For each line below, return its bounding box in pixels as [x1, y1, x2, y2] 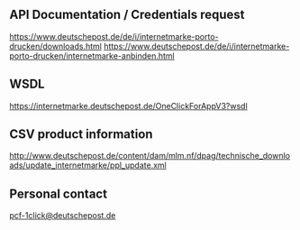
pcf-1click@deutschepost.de [9, 210, 116, 221]
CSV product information [9, 126, 153, 143]
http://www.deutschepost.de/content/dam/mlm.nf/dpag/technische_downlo [9, 151, 291, 161]
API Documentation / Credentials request [9, 7, 245, 23]
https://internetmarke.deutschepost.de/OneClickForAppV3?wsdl [9, 100, 248, 111]
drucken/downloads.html [9, 41, 102, 51]
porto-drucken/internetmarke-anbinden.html [9, 50, 175, 61]
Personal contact [9, 186, 108, 201]
